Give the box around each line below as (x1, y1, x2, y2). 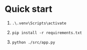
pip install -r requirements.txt (12, 30, 82, 35)
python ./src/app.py (12, 40, 55, 45)
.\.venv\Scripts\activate (12, 21, 66, 26)
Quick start (5, 3, 52, 15)
